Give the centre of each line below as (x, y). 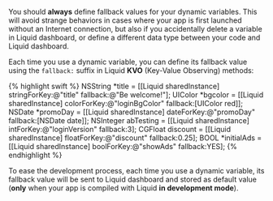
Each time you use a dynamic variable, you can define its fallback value (128, 62)
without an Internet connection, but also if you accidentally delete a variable (135, 29)
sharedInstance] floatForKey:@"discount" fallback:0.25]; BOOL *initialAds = (135, 138)
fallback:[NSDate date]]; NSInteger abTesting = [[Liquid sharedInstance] (129, 120)
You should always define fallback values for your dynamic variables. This (133, 12)
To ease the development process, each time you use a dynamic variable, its (136, 171)
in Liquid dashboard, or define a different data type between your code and (134, 37)
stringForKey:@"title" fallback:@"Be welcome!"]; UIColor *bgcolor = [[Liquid (136, 95)
